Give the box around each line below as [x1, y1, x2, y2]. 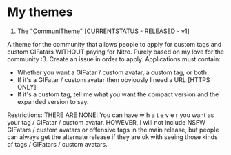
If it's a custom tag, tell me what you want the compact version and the [17, 90, 219, 99]
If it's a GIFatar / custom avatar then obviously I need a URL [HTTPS [17, 75, 210, 83]
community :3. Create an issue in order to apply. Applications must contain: [7, 54, 221, 63]
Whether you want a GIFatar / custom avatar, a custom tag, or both [17, 68, 207, 76]
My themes [7, 4, 74, 20]
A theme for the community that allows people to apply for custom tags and [7, 40, 222, 48]
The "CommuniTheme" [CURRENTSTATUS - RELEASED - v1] [17, 27, 190, 35]
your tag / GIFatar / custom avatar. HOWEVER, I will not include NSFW [7, 118, 205, 126]
